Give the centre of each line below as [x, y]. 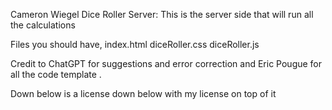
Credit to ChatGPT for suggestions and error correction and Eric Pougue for [166, 63]
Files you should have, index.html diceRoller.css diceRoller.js [135, 44]
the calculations [43, 25]
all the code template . [56, 74]
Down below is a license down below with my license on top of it [143, 93]
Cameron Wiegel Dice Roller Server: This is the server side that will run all [162, 14]
